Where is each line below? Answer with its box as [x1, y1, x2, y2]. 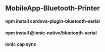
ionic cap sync [5, 41, 37, 47]
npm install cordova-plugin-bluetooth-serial [5, 18, 100, 24]
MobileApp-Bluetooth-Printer [5, 4, 100, 13]
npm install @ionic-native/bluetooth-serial [5, 30, 97, 36]
